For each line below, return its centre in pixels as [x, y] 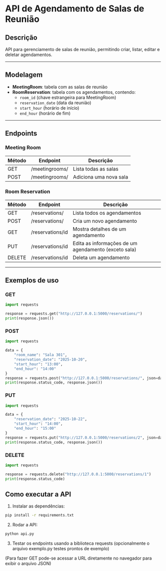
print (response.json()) [30, 318]
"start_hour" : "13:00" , [39, 364]
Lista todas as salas [96, 169]
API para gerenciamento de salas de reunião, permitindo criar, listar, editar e [83, 49]
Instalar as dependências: [39, 506]
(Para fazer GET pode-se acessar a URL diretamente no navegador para [79, 558]
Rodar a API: [25, 525]
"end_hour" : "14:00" [35, 369]
